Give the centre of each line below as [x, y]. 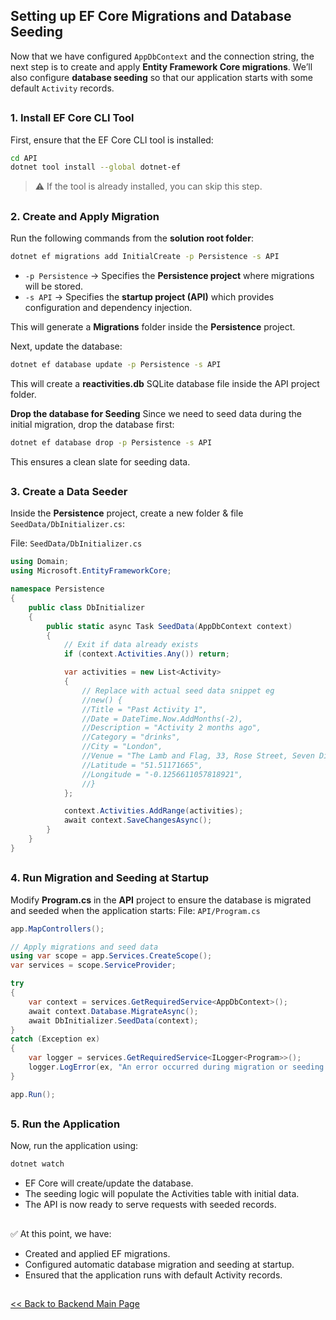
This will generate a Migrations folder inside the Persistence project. [153, 326]
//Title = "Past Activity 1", [144, 709]
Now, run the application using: [74, 1146]
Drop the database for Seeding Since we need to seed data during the [156, 413]
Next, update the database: [66, 346]
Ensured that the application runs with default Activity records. [153, 1275]
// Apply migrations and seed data [84, 947]
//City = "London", [122, 747]
